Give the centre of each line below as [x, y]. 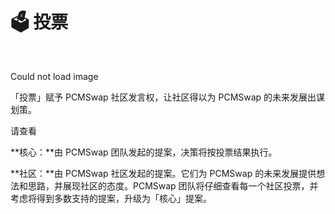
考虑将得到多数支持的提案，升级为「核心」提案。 [111, 198]
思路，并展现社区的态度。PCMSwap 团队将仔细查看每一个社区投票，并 [173, 185]
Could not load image [54, 76]
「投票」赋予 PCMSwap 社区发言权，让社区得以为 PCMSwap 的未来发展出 [163, 97]
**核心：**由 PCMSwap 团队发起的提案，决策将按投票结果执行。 [144, 152]
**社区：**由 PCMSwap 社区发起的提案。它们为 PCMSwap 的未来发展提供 [163, 173]
